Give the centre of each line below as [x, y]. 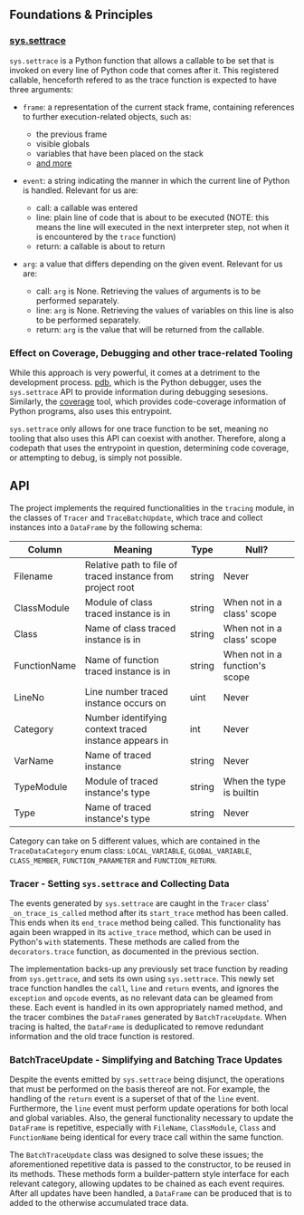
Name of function [122, 660]
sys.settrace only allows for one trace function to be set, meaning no [139, 429]
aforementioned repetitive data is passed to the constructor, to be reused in [150, 1164]
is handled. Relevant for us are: [80, 190]
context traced [116, 728]
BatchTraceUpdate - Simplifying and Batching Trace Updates [146, 1060]
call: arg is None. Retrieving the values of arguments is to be [148, 291]
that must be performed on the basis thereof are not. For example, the [140, 1089]
